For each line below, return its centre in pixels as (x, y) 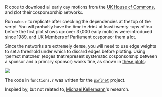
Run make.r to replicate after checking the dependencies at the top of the (78, 21)
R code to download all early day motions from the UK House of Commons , (80, 7)
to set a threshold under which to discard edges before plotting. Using (75, 51)
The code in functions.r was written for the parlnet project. (65, 80)
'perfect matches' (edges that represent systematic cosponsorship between (81, 56)
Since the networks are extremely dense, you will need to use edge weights (81, 46)
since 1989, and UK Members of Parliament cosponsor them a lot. (71, 37)
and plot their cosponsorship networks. (44, 12)
